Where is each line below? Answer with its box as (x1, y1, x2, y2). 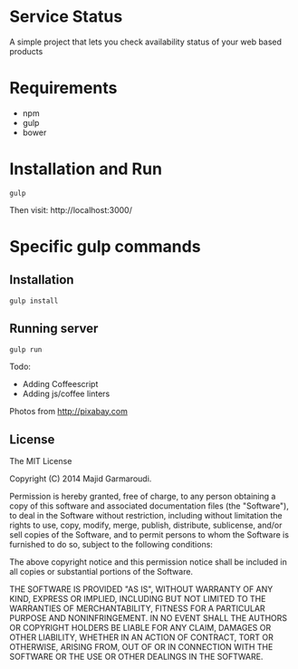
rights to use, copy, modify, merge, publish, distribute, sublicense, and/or (9, 519, 283, 531)
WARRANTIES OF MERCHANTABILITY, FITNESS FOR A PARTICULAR (9, 603, 265, 614)
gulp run (9, 344, 43, 354)
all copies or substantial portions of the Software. (9, 567, 193, 577)
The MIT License (9, 456, 72, 467)
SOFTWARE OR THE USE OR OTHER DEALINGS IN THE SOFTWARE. (9, 651, 264, 663)
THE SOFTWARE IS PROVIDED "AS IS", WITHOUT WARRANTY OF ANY (9, 584, 274, 595)
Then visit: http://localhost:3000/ (9, 204, 133, 215)
